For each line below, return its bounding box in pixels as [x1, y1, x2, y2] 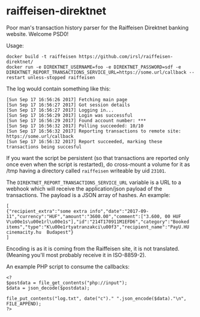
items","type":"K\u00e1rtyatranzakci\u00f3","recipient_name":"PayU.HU [6, 224, 189, 230]
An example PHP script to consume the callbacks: [6, 262, 130, 270]
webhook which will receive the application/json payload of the [6, 185, 162, 192]
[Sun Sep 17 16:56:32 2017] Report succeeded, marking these [6, 138, 163, 144]
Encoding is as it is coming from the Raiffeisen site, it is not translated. [6, 244, 180, 252]
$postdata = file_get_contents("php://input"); [6, 280, 128, 286]
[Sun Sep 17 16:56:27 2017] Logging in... [6, 107, 114, 113]
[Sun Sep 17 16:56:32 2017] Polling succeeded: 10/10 [6, 123, 144, 129]
